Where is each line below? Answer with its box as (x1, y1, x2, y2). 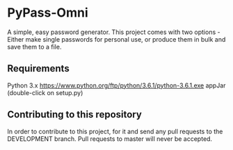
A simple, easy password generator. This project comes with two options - (7, 28, 220, 36)
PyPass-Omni (7, 5, 88, 21)
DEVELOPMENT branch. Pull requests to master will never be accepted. (7, 134, 213, 143)
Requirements (7, 62, 70, 74)
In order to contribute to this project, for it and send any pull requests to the (7, 127, 223, 135)
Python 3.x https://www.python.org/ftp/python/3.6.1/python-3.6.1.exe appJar (7, 81, 226, 90)
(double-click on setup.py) (7, 88, 83, 97)
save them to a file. (7, 42, 62, 51)
